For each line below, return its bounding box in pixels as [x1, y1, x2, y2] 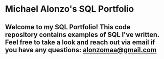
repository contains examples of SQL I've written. [5, 30, 160, 39]
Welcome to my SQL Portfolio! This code [5, 23, 131, 31]
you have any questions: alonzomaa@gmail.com [5, 45, 157, 54]
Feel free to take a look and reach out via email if [5, 38, 155, 46]
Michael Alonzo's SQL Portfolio [5, 3, 134, 15]
